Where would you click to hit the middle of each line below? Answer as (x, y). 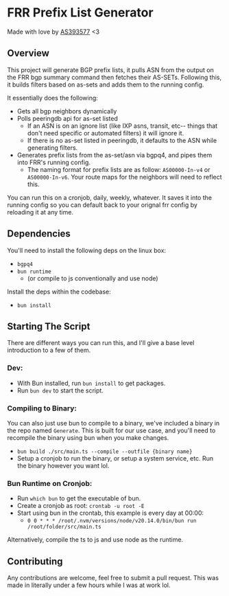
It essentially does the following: (52, 98)
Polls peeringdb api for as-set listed (68, 118)
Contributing (35, 561)
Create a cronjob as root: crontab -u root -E (81, 506)
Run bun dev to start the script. (60, 390)
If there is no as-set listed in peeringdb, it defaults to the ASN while (122, 140)
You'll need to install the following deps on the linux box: (87, 250)
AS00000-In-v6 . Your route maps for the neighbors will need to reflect (124, 177)
